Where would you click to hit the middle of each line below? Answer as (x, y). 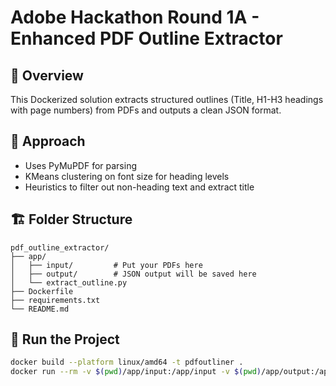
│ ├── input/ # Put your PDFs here (106, 265)
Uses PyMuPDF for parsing (80, 165)
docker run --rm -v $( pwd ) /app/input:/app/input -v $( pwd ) (136, 372)
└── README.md (40, 309)
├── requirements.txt (55, 300)
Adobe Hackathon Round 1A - (135, 17)
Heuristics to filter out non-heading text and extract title (139, 187)
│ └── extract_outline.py (69, 282)
